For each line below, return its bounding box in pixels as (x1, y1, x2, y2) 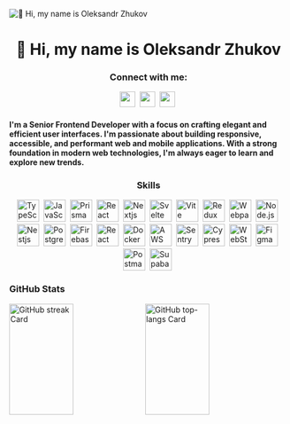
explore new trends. (9, 157, 85, 168)
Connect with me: (109, 71, 188, 83)
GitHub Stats (9, 283, 65, 295)
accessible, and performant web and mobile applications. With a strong (9, 138, 278, 149)
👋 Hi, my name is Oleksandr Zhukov (16, 40, 281, 59)
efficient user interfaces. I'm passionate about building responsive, (9, 129, 263, 139)
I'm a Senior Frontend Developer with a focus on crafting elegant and (9, 120, 267, 130)
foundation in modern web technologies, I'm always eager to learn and (9, 147, 274, 159)
